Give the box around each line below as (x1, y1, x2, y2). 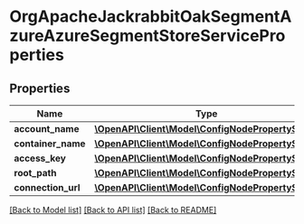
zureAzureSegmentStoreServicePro (9, 25, 286, 46)
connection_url (14, 182, 81, 193)
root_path (14, 167, 57, 179)
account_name (14, 123, 80, 135)
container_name (14, 137, 86, 150)
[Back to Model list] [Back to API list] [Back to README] (9, 205, 217, 215)
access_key (14, 152, 66, 164)
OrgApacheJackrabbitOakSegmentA (9, 6, 292, 27)
